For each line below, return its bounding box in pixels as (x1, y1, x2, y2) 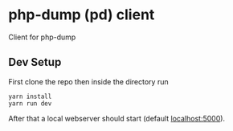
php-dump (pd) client (8, 6, 155, 24)
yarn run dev (8, 99, 52, 108)
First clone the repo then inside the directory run (8, 76, 169, 86)
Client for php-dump (8, 32, 76, 42)
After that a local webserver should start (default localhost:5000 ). (8, 113, 226, 123)
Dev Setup (8, 55, 62, 69)
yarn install (8, 92, 52, 100)
